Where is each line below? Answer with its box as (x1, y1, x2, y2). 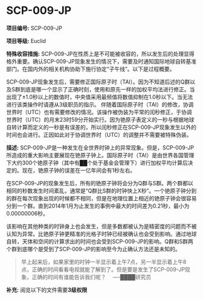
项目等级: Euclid (6, 37, 47, 44)
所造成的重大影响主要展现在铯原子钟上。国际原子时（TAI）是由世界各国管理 (6, 151, 195, 159)
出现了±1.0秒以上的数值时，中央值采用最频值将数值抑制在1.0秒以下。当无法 (6, 93, 193, 100)
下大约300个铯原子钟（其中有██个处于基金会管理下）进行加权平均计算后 (6, 159, 188, 166)
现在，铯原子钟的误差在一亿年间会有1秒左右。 (22, 166, 136, 174)
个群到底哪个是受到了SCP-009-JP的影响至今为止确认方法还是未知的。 (6, 245, 181, 252)
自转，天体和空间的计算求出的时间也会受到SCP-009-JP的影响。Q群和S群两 (6, 237, 193, 245)
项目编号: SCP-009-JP (6, 24, 62, 31)
